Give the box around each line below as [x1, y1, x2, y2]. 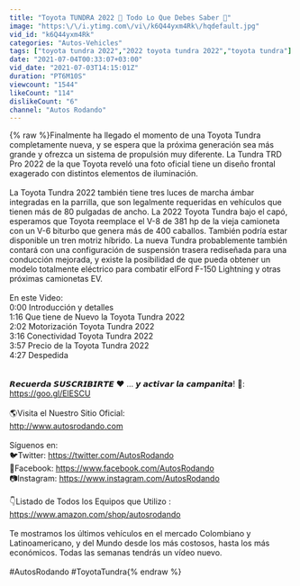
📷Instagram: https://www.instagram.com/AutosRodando [9, 473, 221, 484]
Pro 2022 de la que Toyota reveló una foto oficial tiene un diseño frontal [9, 158, 277, 169]
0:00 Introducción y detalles [9, 302, 114, 313]
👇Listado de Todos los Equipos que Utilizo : [9, 496, 171, 507]
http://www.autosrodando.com [9, 420, 123, 432]
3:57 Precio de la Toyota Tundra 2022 [9, 340, 150, 351]
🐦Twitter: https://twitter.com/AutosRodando [9, 450, 174, 461]
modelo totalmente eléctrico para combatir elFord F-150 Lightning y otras [9, 264, 281, 275]
